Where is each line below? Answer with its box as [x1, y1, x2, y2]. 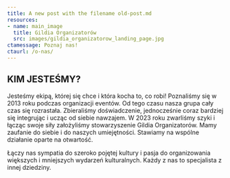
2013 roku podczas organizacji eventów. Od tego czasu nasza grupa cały [7, 99, 214, 107]
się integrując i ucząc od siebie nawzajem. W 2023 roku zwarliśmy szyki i [7, 114, 215, 122]
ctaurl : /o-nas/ [7, 49, 54, 55]
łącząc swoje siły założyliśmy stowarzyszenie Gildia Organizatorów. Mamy [7, 120, 218, 129]
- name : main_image [7, 23, 63, 29]
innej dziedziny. [7, 163, 51, 171]
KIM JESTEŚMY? [7, 73, 81, 86]
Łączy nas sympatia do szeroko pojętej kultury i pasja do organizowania [7, 149, 211, 157]
